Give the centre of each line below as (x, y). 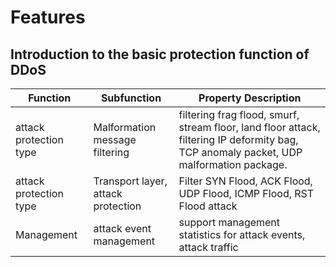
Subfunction (131, 98)
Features (48, 17)
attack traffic (208, 247)
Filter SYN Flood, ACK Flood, (245, 181)
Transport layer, (130, 181)
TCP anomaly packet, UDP (240, 152)
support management (229, 222)
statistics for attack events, (242, 234)
